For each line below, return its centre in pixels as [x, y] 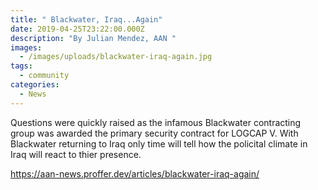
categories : [35, 85]
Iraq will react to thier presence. [76, 154]
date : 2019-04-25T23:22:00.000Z [77, 29]
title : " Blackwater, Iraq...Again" [86, 19]
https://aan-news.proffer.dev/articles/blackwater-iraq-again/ [135, 173]
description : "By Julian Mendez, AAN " [93, 38]
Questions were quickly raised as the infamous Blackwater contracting [156, 122]
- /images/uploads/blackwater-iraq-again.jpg [116, 57]
